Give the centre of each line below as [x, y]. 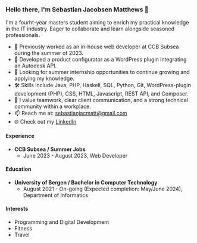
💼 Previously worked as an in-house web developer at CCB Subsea [96, 47]
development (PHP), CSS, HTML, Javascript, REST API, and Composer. [101, 94]
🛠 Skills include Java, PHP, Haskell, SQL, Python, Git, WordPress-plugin [102, 85]
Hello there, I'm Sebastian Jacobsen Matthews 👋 [77, 10]
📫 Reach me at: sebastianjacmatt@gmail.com [71, 113]
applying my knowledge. [44, 79]
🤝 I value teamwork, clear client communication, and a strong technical [101, 100]
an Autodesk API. [35, 66]
